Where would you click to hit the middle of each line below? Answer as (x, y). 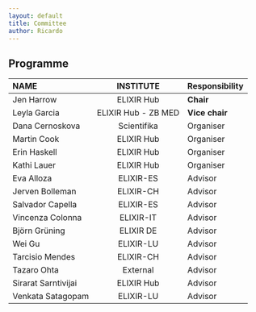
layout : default (36, 16)
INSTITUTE (138, 86)
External (138, 270)
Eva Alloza (32, 178)
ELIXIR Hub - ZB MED (138, 113)
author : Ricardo (36, 31)
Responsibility (215, 86)
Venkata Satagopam (51, 297)
